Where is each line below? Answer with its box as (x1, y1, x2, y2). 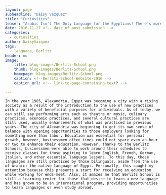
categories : (5, 30, 30, 35)
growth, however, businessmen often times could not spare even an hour (5, 137, 158, 142)
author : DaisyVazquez (5, 39, 50, 44)
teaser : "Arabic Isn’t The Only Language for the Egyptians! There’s (5, 21, 152, 26)
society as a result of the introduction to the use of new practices (5, 103, 154, 108)
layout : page (5, 7, 32, 12)
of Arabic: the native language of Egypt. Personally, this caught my (5, 163, 154, 168)
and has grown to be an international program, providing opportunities (5, 181, 158, 186)
